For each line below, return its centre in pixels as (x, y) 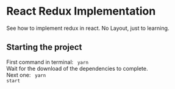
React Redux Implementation (81, 11)
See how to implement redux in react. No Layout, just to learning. (88, 28)
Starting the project (44, 47)
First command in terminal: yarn (48, 62)
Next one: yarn (26, 75)
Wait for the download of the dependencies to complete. (77, 68)
